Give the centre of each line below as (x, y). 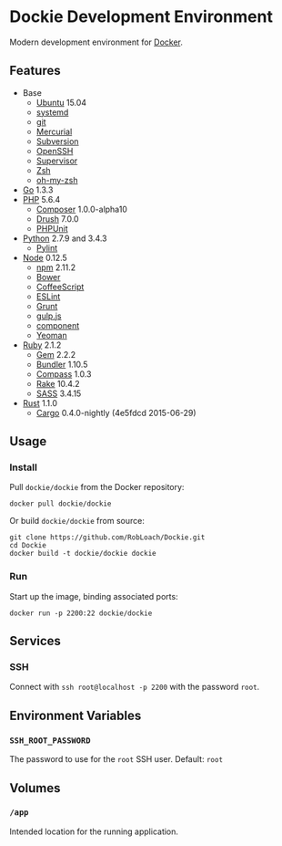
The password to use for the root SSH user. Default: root (116, 759)
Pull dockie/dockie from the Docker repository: (97, 487)
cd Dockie (28, 546)
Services (35, 641)
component (58, 325)
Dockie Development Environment (141, 17)
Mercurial (54, 131)
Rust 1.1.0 (40, 402)
